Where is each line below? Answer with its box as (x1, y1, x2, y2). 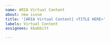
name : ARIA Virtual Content (5, 7, 65, 12)
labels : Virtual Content (5, 21, 58, 26)
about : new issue (5, 12, 42, 17)
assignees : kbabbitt (5, 26, 49, 31)
